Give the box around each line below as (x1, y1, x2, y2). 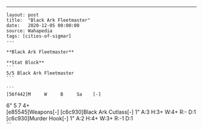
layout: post (6, 12, 39, 18)
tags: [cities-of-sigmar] (6, 33, 71, 39)
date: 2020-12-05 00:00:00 (6, 22, 80, 28)
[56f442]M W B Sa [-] (6, 91, 101, 97)
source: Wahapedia (6, 28, 53, 34)
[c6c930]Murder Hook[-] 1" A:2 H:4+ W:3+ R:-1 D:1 (6, 115, 134, 122)
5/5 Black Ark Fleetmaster (6, 70, 74, 76)
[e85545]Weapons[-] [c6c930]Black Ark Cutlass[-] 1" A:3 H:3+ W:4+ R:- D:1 (6, 108, 196, 115)
